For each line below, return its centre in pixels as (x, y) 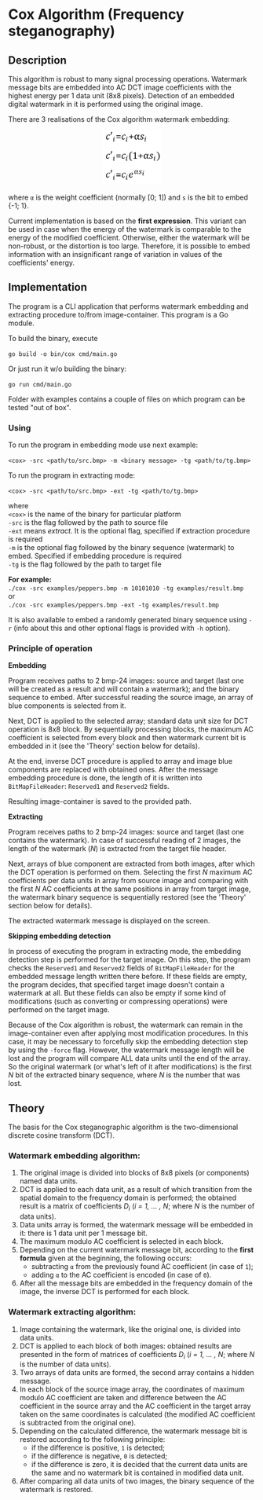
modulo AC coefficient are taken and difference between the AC (123, 1398)
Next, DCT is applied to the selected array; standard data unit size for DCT (128, 721)
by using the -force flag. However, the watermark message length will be (126, 1050)
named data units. (49, 1181)
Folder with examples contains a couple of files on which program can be (127, 399)
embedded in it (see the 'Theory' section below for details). (104, 746)
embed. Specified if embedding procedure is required (95, 556)
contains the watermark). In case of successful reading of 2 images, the (124, 840)
